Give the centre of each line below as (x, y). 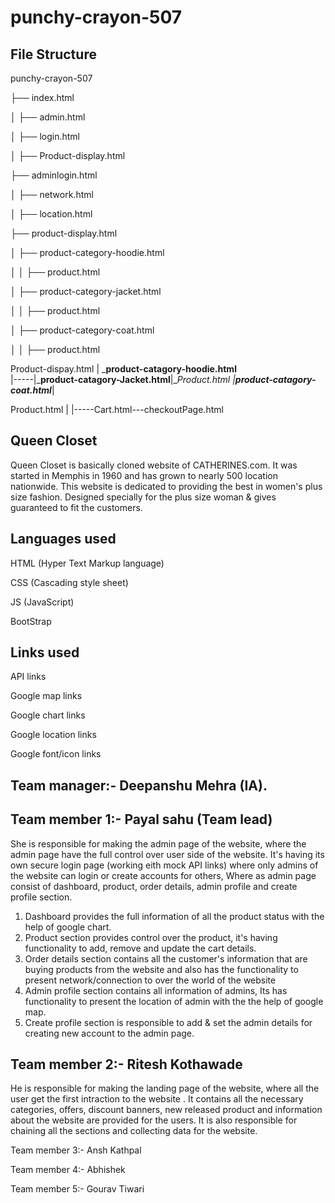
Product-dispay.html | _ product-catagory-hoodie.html (123, 369)
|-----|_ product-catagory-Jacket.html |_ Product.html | (123, 379)
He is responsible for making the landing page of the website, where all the (165, 1088)
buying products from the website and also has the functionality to (161, 969)
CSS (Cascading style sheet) (69, 582)
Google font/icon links (56, 754)
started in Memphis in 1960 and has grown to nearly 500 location (144, 475)
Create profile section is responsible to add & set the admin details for (168, 1022)
